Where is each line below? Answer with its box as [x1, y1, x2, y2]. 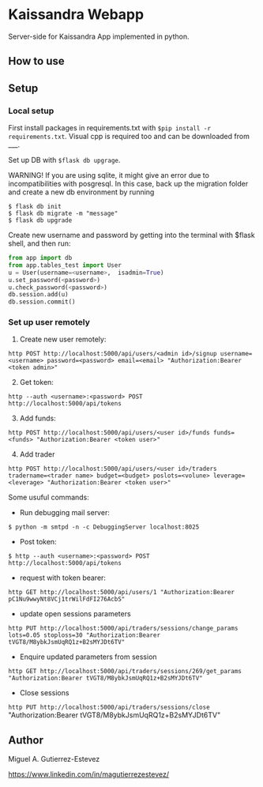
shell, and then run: [8, 239, 71, 248]
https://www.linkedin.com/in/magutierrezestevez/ [8, 770, 170, 779]
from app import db [8, 254, 73, 262]
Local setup [8, 105, 54, 116]
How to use [8, 55, 65, 68]
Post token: [19, 537, 57, 547]
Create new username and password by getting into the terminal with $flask [8, 231, 255, 240]
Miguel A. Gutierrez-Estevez [8, 755, 100, 764]
